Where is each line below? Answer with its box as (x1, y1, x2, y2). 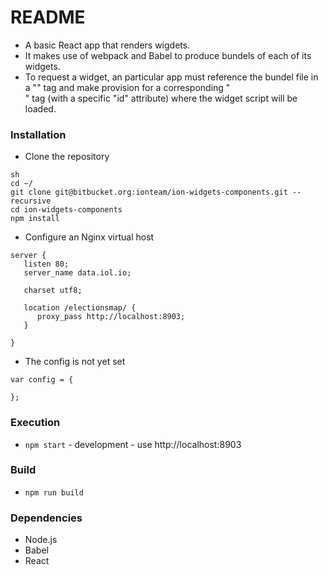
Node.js (24, 534, 58, 546)
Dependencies (10, 511, 83, 525)
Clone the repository (24, 151, 110, 163)
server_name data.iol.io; (23, 268, 132, 278)
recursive (10, 196, 52, 206)
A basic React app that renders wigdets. (24, 39, 191, 51)
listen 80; (23, 259, 70, 270)
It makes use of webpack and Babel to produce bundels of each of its (24, 49, 312, 61)
